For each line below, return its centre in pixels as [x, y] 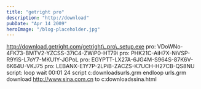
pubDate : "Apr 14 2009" [37, 23]
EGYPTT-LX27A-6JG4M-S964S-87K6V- [142, 60]
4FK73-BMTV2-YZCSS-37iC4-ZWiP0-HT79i [62, 53]
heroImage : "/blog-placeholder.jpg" [53, 29]
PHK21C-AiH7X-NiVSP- [161, 53]
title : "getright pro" [35, 12]
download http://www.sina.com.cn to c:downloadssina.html [81, 79]
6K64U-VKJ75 [25, 66]
